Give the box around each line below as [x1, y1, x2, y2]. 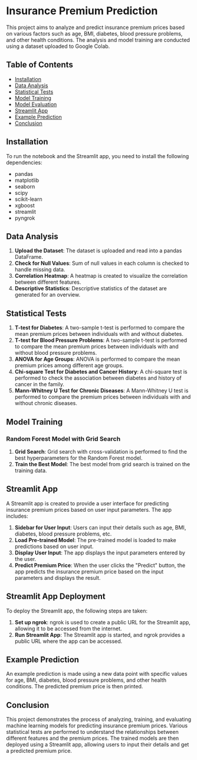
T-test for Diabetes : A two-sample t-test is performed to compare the [14, 324, 185, 331]
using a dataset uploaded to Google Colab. [6, 43, 110, 50]
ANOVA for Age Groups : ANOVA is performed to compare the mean [14, 355, 180, 363]
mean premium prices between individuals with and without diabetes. [14, 331, 184, 338]
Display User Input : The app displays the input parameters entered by [14, 549, 186, 556]
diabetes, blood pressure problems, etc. [14, 530, 112, 537]
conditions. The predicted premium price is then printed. [6, 683, 143, 690]
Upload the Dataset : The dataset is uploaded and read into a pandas [14, 247, 182, 254]
